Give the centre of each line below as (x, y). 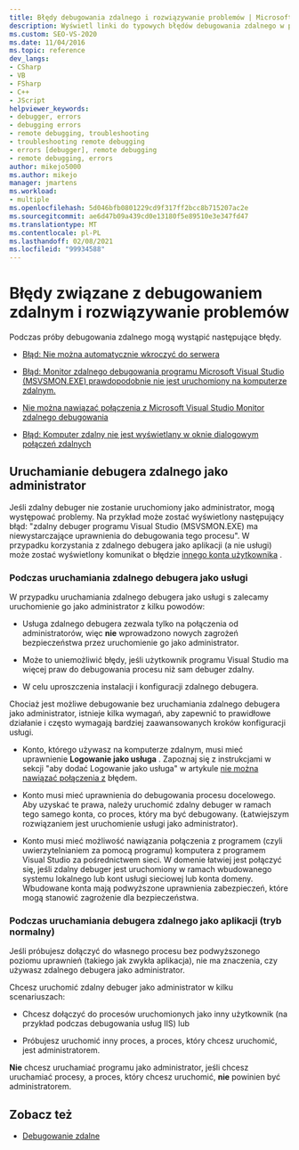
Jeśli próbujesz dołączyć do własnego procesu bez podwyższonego (135, 951)
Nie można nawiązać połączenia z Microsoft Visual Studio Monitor (143, 408)
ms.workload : (33, 192)
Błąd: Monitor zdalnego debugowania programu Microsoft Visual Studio (153, 371)
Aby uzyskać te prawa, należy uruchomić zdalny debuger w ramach (146, 805)
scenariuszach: (37, 997)
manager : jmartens (43, 184)
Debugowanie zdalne (61, 1136)
